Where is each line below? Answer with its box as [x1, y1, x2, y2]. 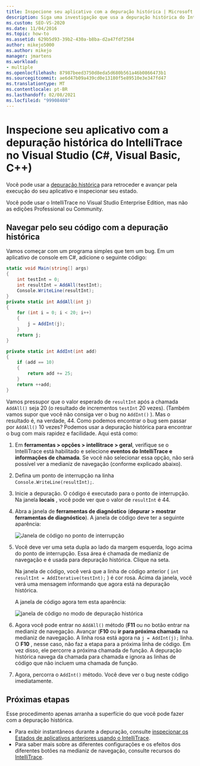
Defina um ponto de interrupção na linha [14, 472, 114, 479]
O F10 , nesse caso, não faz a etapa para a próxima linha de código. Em [14, 640, 191, 647]
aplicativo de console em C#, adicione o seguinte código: [6, 254, 147, 261]
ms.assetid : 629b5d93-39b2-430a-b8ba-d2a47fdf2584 [6, 36, 135, 42]
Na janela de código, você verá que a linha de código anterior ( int [14, 567, 179, 574]
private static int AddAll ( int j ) [6, 299, 92, 305]
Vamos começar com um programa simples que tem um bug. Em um [6, 248, 174, 255]
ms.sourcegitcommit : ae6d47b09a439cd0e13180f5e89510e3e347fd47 [6, 75, 167, 81]
